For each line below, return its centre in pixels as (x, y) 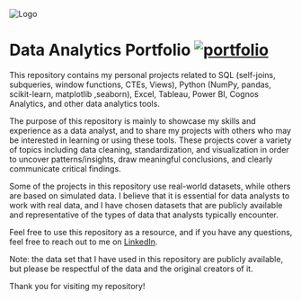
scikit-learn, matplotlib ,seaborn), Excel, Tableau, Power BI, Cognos (134, 93)
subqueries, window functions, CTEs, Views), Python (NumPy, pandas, (140, 84)
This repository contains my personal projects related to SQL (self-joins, (142, 75)
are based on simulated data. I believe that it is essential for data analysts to (150, 195)
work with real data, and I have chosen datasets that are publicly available (146, 205)
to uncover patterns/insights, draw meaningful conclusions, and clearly (141, 159)
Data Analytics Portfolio (100, 50)
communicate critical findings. (65, 168)
